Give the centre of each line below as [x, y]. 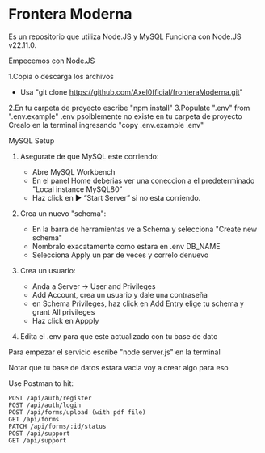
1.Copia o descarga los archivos [61, 76]
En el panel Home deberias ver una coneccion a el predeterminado [143, 180]
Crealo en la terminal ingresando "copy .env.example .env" [106, 125]
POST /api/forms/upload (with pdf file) [78, 412]
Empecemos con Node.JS [52, 61]
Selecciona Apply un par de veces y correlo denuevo [120, 255]
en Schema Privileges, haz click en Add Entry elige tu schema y [138, 303]
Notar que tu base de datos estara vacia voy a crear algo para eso [118, 367]
